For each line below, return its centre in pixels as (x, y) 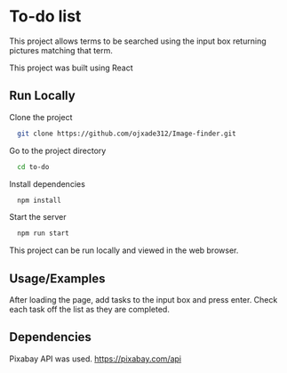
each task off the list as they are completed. (90, 310)
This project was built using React (71, 68)
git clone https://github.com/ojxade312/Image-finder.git (127, 134)
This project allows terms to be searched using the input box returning (138, 41)
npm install (40, 200)
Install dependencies (48, 183)
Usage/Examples (57, 278)
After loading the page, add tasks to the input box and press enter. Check (143, 300)
